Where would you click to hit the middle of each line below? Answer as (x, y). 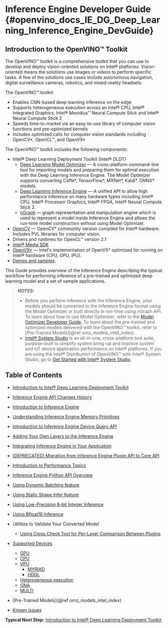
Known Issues (27, 610)
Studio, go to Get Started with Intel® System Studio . (78, 359)
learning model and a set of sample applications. (55, 281)
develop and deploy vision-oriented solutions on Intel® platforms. (73, 67)
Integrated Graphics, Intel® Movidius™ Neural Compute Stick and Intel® (86, 113)
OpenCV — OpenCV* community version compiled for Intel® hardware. (86, 228)
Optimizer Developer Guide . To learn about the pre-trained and (90, 322)
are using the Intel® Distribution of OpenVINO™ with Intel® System (93, 354)
